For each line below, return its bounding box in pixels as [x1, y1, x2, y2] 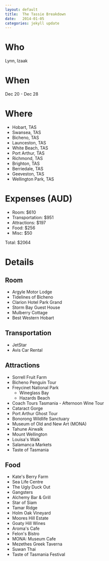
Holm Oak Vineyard [12, 510, 51, 516]
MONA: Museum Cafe [12, 536, 56, 542]
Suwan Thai [12, 546, 36, 552]
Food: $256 [12, 225, 35, 231]
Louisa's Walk [12, 436, 40, 442]
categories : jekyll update [5, 20, 60, 26]
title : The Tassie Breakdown [5, 12, 66, 17]
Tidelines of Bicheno [12, 294, 53, 300]
